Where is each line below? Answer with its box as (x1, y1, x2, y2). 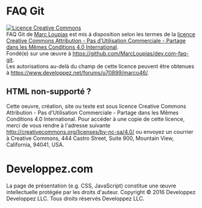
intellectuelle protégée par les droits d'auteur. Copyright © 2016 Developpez (6, 188, 196, 195)
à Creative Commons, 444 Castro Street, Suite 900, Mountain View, (6, 134, 174, 142)
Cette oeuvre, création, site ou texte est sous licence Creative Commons (6, 102, 186, 110)
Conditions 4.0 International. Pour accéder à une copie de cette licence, (6, 115, 185, 122)
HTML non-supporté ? (6, 86, 92, 97)
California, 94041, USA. (6, 140, 65, 148)
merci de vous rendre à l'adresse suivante (6, 122, 110, 129)
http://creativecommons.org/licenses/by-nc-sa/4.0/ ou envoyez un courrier (6, 128, 194, 135)
